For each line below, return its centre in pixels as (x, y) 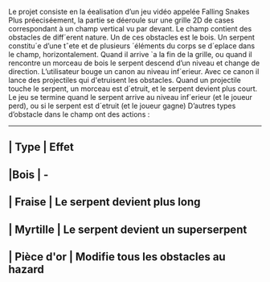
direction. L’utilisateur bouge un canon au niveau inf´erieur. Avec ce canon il (134, 71)
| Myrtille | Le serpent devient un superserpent (128, 229)
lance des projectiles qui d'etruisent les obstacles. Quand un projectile (125, 80)
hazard (26, 269)
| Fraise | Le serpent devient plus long (104, 202)
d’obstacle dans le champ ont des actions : (79, 114)
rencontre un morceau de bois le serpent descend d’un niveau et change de (134, 63)
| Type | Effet (41, 147)
